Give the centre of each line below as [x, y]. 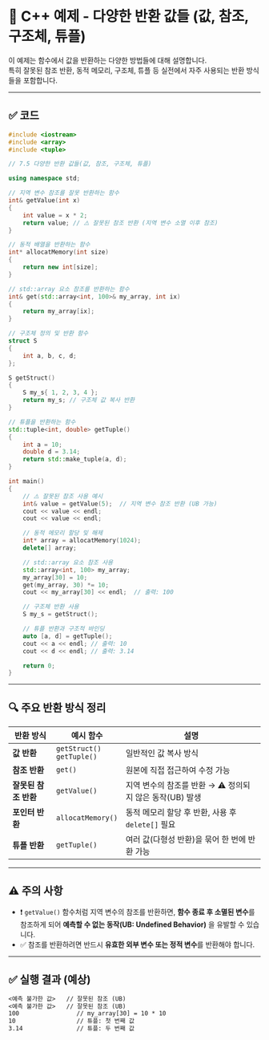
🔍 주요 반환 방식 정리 [57, 707]
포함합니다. [40, 80]
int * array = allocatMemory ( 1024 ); [82, 541]
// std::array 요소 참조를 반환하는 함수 [69, 289]
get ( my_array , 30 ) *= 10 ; [66, 585]
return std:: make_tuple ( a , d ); [75, 459]
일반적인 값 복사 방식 [162, 754]
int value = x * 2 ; [55, 215]
